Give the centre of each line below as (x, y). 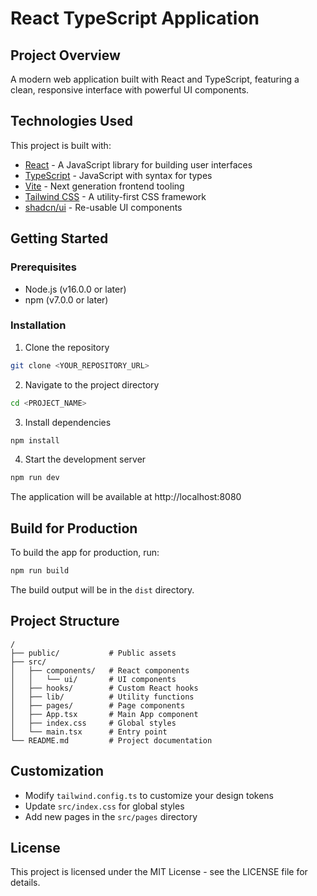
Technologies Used (71, 121)
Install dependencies (68, 422)
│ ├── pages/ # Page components (98, 705)
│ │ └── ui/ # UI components (93, 679)
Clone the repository (67, 347)
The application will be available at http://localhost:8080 (126, 497)
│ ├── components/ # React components (100, 670)
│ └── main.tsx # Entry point (89, 732)
